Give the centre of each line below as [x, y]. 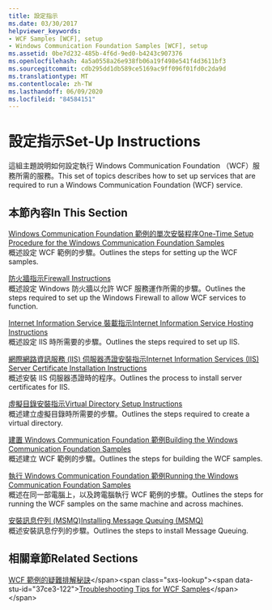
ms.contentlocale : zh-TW [50, 84]
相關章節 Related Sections [73, 558]
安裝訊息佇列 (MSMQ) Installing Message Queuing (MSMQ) [106, 520]
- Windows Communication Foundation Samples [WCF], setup [108, 46]
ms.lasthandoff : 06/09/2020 [56, 91]
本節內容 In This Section [68, 212]
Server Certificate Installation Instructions [78, 368]
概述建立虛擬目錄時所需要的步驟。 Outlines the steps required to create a [129, 414]
